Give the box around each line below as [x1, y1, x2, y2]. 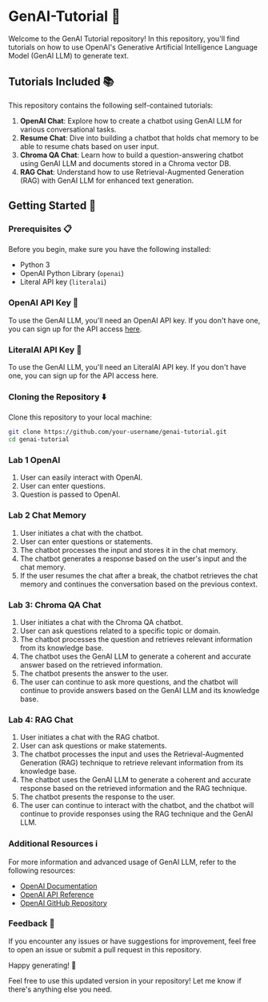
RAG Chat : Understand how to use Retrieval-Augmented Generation [19, 167, 245, 176]
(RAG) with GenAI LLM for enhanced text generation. [19, 176, 194, 185]
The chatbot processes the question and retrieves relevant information [19, 634, 253, 644]
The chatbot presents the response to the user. [19, 792, 176, 801]
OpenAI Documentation [19, 881, 98, 890]
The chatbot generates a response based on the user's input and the [19, 554, 247, 563]
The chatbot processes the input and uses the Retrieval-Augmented [19, 749, 244, 759]
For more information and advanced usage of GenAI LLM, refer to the [8, 857, 237, 866]
